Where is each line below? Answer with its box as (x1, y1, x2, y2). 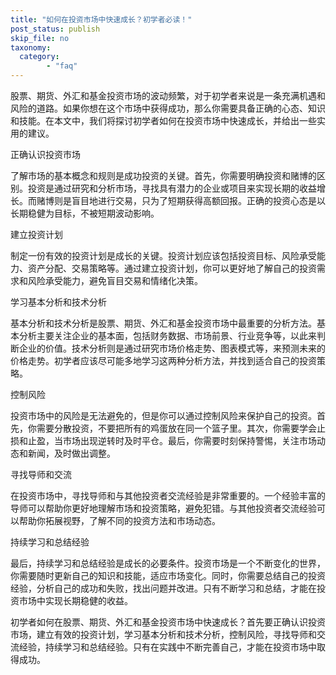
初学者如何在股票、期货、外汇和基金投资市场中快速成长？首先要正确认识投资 (10, 616, 326, 628)
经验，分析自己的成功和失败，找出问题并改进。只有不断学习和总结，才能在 (10, 582, 317, 594)
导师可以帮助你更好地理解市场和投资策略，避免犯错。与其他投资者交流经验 (10, 502, 317, 514)
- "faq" (46, 61, 78, 71)
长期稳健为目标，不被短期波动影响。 (10, 207, 160, 219)
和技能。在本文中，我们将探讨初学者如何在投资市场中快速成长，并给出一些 (10, 115, 317, 126)
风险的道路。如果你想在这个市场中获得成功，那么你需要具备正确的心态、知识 (10, 102, 326, 114)
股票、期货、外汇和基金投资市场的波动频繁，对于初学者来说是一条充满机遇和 (10, 90, 326, 101)
